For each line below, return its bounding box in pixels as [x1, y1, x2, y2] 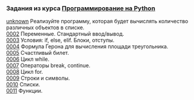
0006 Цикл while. [6, 55, 49, 63]
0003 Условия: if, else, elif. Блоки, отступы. [6, 37, 115, 44]
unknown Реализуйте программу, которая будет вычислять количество [6, 18, 189, 25]
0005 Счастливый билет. [6, 49, 70, 57]
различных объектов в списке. [6, 24, 85, 31]
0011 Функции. [6, 87, 43, 95]
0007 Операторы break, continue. [6, 62, 91, 69]
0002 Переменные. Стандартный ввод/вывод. [6, 30, 124, 37]
